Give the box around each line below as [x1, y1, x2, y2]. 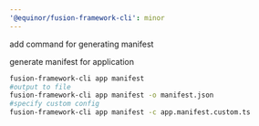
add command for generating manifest [9, 38, 154, 49]
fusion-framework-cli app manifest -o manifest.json [9, 90, 214, 100]
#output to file [9, 82, 71, 91]
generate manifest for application [9, 56, 135, 67]
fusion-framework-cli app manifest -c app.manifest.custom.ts [9, 108, 251, 117]
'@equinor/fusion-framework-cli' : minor [9, 13, 166, 23]
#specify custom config [9, 100, 100, 109]
